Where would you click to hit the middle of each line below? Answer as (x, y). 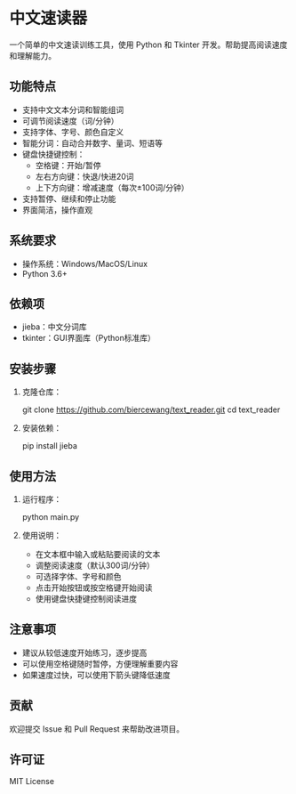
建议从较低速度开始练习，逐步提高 (84, 652)
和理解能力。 (32, 55)
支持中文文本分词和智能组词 (73, 109)
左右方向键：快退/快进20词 (85, 176)
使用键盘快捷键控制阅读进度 (86, 599)
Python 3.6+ (45, 273)
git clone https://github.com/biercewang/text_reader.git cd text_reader (151, 409)
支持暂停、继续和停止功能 (69, 198)
